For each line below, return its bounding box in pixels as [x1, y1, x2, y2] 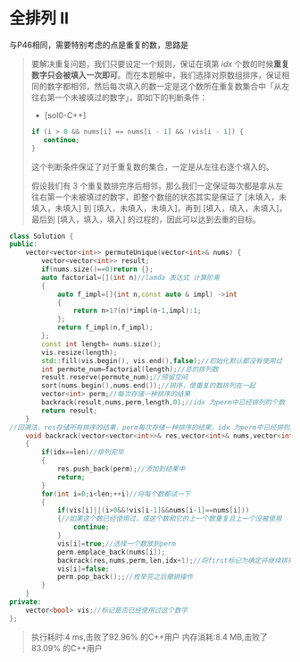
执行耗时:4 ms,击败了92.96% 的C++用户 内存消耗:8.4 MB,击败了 [30, 632, 268, 642]
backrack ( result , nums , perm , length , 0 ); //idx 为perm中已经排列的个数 [41, 398, 286, 407]
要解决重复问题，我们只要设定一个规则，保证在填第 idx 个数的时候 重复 [30, 58, 290, 69]
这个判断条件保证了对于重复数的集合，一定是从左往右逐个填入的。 [30, 161, 274, 172]
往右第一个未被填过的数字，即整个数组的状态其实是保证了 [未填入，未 [30, 191, 287, 202]
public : [9, 240, 38, 249]
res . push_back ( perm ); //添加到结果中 [56, 464, 186, 474]
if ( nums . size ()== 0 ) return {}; [41, 265, 154, 274]
